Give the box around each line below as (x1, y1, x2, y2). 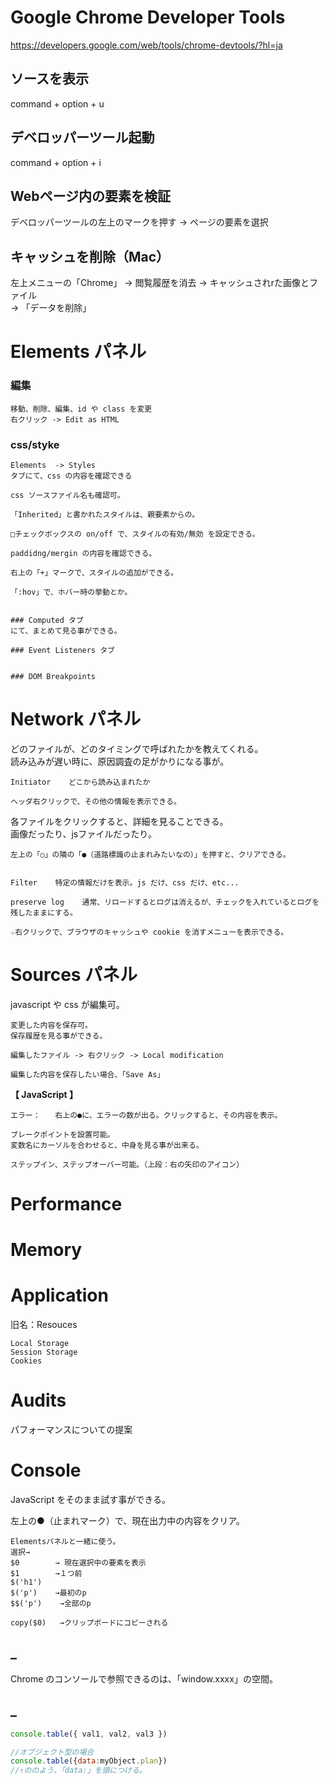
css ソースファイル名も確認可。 (10, 490, 125, 500)
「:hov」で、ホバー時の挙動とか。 (10, 587, 133, 597)
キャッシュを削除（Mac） (10, 248, 170, 265)
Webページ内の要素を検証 (10, 187, 172, 205)
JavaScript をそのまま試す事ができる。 (10, 1494, 171, 1506)
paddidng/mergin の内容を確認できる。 (10, 548, 157, 558)
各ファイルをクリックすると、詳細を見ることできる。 (10, 815, 229, 827)
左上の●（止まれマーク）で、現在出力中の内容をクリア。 (10, 1515, 245, 1527)
